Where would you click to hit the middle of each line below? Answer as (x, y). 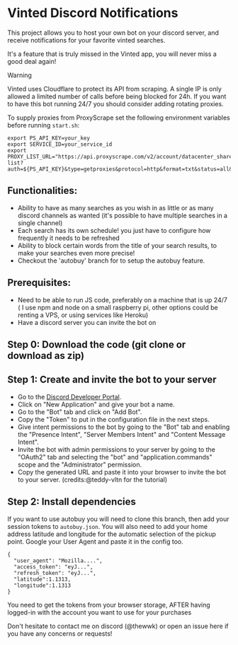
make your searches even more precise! (76, 253)
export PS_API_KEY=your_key (49, 138)
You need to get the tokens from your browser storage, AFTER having (109, 605)
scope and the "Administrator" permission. (80, 464)
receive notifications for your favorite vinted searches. (86, 40)
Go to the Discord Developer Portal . (69, 396)
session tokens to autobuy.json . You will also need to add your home (107, 526)
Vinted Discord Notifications (93, 13)
